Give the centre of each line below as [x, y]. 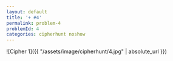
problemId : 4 [23, 29]
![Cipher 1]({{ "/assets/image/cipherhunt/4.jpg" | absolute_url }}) [86, 51]
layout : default [27, 12]
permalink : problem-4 [34, 23]
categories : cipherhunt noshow [46, 34]
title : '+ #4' [24, 18]
